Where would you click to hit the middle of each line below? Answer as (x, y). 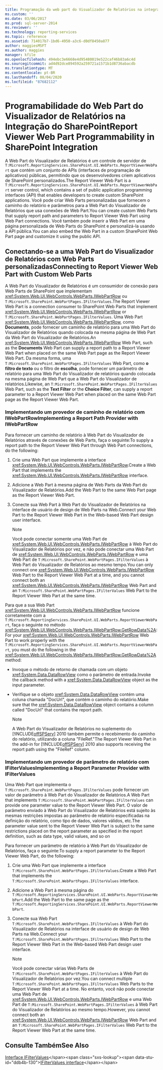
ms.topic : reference (26, 37)
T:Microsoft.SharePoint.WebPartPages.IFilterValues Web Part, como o (77, 363)
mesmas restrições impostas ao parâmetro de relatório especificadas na (77, 815)
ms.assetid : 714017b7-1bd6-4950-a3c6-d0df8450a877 (57, 41)
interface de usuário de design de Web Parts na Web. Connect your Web (84, 509)
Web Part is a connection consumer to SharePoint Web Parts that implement (81, 307)
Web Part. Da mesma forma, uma (38, 358)
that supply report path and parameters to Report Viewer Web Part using (78, 216)
